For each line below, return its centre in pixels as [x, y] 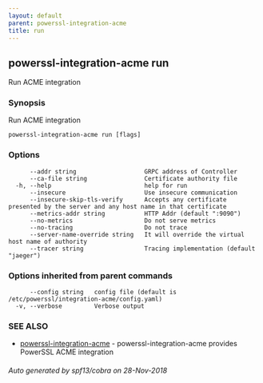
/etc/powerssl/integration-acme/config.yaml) [85, 299]
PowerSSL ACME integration [67, 352]
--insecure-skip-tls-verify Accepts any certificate [128, 199]
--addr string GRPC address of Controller [133, 172]
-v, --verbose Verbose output [80, 306]
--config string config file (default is [103, 293]
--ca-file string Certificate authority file [133, 178]
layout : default [35, 16]
